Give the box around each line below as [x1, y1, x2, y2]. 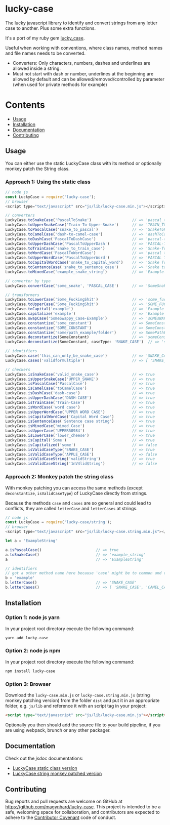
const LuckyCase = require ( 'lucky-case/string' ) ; [5, 520, 112, 525]
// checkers [5, 367, 30, 372]
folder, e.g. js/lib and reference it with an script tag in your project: [5, 703, 147, 709]
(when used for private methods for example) [12, 81, 107, 88]
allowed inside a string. [12, 65, 61, 71]
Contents [5, 99, 46, 111]
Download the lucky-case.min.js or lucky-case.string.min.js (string [5, 692, 150, 698]
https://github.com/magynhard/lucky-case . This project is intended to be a [5, 804, 161, 810]
